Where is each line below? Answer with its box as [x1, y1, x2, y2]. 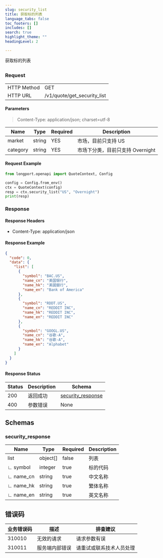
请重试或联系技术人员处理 [76, 545, 136, 552]
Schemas [5, 419, 34, 427]
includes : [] [5, 25, 32, 30]
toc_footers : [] [5, 21, 38, 26]
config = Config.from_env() [5, 180, 63, 185]
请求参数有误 [76, 535, 106, 542]
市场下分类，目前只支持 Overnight [77, 147, 156, 153]
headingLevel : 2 [5, 39, 38, 44]
